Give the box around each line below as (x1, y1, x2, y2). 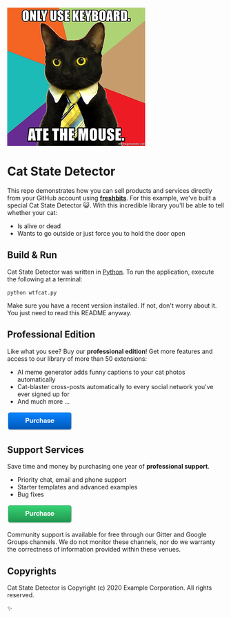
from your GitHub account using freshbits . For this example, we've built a (7, 194, 217, 202)
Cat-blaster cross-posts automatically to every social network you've (17, 382, 214, 391)
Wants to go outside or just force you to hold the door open (17, 229, 186, 237)
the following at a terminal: (7, 274, 83, 283)
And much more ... (17, 397, 70, 405)
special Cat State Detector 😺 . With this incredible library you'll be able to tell (7, 201, 225, 209)
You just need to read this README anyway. (7, 308, 132, 317)
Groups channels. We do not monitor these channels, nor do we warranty (7, 538, 216, 546)
